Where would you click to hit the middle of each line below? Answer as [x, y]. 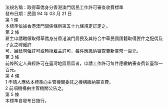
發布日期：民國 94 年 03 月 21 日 [39, 13]
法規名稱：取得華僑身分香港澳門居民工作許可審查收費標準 [64, 7]
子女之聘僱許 [18, 45]
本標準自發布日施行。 [27, 101]
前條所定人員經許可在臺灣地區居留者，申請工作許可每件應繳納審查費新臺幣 [82, 63]
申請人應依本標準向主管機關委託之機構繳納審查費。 [61, 82]
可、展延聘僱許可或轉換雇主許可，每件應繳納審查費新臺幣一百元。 [73, 51]
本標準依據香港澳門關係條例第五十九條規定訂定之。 [58, 26]
